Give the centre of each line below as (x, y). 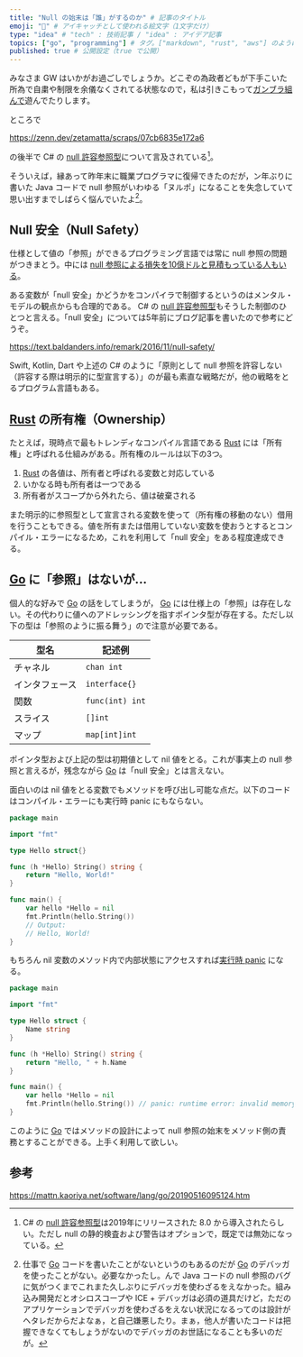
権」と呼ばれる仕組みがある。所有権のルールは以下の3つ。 (119, 454)
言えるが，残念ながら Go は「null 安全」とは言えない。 (127, 770)
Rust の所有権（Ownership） (91, 419)
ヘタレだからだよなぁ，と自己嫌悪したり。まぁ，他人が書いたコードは (153, 1320)
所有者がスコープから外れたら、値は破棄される (109, 496)
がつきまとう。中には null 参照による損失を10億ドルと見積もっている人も (144, 265)
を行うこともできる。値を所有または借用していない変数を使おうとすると (143, 526)
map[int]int (111, 734)
